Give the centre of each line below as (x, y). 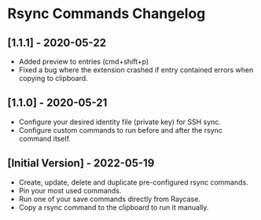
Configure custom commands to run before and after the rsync (121, 130)
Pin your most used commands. (70, 190)
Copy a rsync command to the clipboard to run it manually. (114, 207)
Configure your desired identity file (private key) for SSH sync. (120, 122)
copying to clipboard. (53, 78)
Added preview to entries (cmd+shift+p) (84, 61)
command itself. (45, 138)
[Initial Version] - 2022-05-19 (81, 163)
